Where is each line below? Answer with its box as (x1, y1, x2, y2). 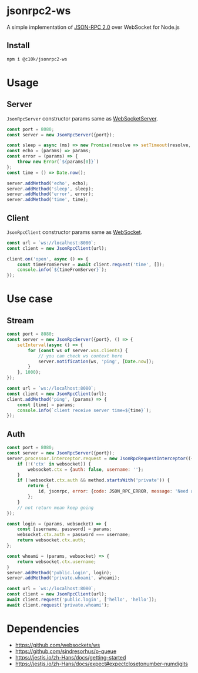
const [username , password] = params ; (17, 526, 112, 533)
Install (6, 41, 30, 51)
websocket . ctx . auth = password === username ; (17, 532, 131, 538)
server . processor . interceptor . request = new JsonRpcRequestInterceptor (6, 456, 186, 461)
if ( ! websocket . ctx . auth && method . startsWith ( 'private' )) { (17, 477, 170, 483)
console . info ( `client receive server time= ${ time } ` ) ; (17, 407, 152, 413)
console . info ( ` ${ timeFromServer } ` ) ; (17, 267, 108, 273)
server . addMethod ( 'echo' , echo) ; (6, 180, 89, 186)
